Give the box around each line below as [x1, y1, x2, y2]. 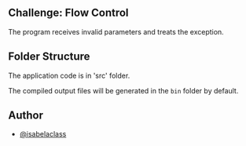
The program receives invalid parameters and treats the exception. [8, 27, 224, 36]
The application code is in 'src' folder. [8, 71, 130, 80]
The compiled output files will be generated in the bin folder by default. [8, 86, 239, 95]
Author [8, 109, 43, 122]
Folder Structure [8, 50, 90, 64]
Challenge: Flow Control [8, 6, 129, 20]
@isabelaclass [19, 130, 67, 139]
